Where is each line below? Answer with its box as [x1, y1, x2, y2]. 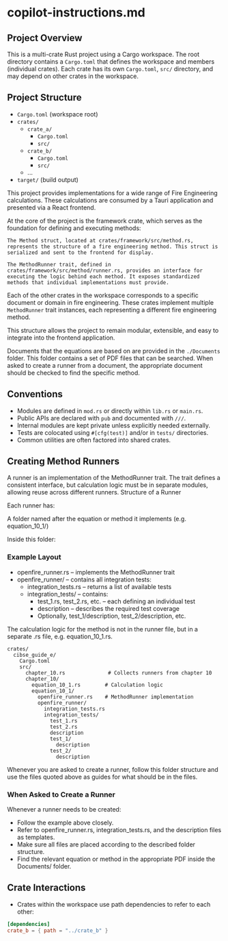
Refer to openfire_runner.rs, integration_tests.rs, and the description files [16, 826, 222, 834]
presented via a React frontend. [7, 203, 96, 212]
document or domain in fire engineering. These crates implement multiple [7, 298, 214, 306]
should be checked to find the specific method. [7, 368, 140, 377]
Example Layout [7, 553, 61, 562]
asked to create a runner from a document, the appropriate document [7, 361, 203, 369]
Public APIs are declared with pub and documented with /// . [16, 414, 186, 422]
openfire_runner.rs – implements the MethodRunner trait [16, 568, 175, 576]
